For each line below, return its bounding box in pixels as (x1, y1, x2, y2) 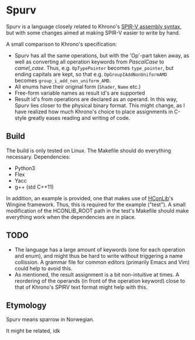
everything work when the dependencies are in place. (6, 213, 136, 220)
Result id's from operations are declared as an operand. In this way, (14, 95, 178, 103)
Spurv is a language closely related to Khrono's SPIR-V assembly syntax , (6, 23, 182, 30)
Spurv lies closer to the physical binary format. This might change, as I (14, 102, 185, 109)
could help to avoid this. (14, 265, 73, 272)
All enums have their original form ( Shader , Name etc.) (14, 83, 141, 90)
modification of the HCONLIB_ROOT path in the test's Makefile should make (6, 207, 189, 214)
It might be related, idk (6, 327, 60, 335)
